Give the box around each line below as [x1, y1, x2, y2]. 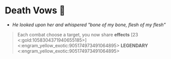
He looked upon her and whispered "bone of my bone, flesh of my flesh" [12, 22, 166, 28]
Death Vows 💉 [5, 5, 66, 16]
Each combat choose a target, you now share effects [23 [17, 31, 139, 37]
